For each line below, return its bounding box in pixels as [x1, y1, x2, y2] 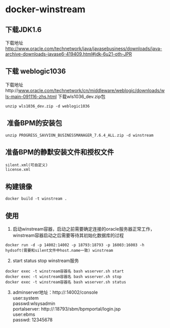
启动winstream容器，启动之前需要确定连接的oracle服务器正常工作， [12, 226, 155, 232]
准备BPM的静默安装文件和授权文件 [5, 148, 115, 157]
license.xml [5, 167, 31, 172]
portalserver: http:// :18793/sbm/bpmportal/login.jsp [12, 306, 121, 312]
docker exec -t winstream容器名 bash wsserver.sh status [5, 280, 126, 285]
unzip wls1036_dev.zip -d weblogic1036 [5, 103, 90, 108]
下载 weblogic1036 [5, 67, 66, 76]
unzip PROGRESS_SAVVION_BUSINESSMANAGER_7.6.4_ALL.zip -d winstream [5, 133, 154, 138]
